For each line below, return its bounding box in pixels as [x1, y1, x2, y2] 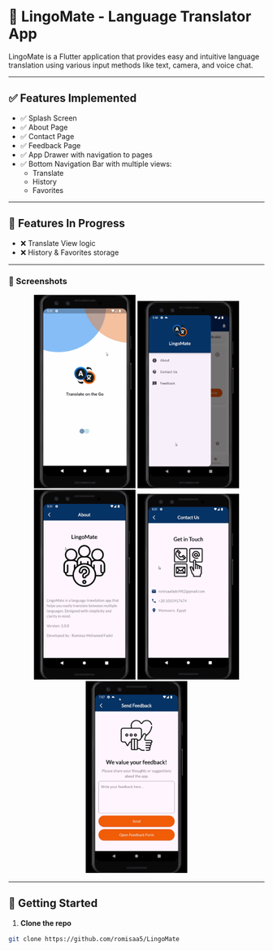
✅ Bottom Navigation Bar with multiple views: [19, 159, 172, 169]
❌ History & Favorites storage [19, 248, 119, 257]
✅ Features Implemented [8, 91, 136, 105]
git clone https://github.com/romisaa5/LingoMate [8, 935, 180, 943]
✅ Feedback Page [19, 140, 81, 150]
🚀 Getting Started [8, 896, 98, 910]
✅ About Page [19, 122, 68, 132]
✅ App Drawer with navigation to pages [19, 150, 153, 160]
